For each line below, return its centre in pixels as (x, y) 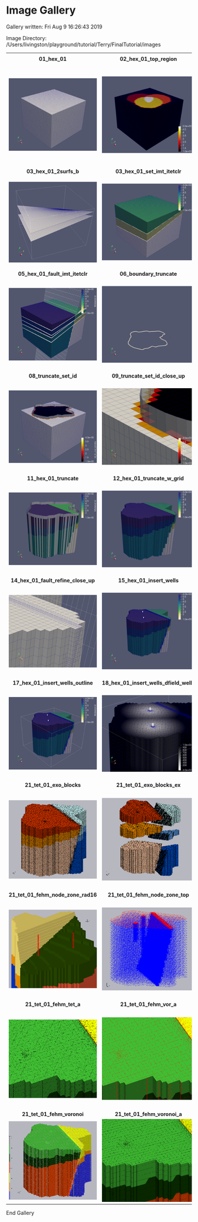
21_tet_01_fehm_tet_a (53, 1004)
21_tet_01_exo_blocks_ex (148, 785)
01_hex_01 (53, 59)
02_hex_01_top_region (148, 59)
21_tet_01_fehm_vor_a (148, 1004)
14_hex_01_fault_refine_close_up (53, 581)
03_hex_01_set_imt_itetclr (148, 172)
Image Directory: (27, 38)
